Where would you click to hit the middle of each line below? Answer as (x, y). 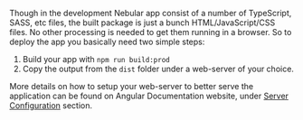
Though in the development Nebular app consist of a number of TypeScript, (151, 13)
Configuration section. (51, 106)
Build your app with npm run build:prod (96, 59)
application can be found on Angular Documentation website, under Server (149, 96)
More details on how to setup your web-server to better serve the (132, 86)
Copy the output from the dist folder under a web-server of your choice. (158, 69)
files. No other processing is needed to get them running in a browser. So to (151, 32)
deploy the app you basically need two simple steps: (107, 42)
